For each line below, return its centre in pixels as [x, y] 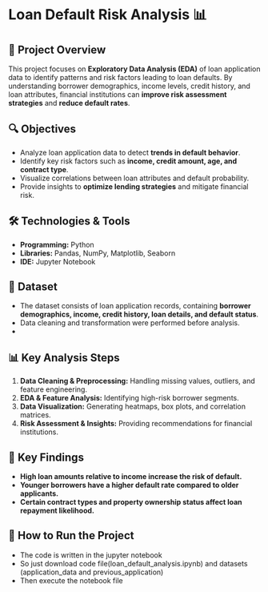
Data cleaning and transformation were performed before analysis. [130, 323]
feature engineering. [54, 389]
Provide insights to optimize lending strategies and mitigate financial [134, 186]
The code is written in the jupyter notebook [91, 555]
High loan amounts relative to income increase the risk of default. [131, 477]
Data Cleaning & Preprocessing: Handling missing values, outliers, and [138, 381]
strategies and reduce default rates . [69, 103]
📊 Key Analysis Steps [64, 358]
